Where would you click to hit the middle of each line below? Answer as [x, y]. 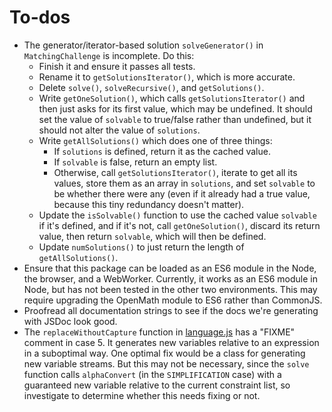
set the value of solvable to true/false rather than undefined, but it [175, 119]
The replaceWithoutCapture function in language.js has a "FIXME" [159, 332]
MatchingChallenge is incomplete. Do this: [109, 55]
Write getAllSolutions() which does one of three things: [155, 140]
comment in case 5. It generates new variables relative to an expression [171, 342]
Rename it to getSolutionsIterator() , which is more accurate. [167, 77]
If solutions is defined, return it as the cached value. [162, 151]
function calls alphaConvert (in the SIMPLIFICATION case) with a [152, 374]
